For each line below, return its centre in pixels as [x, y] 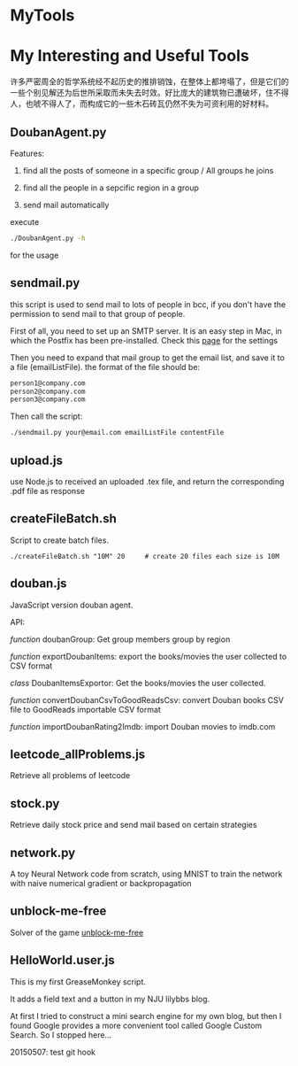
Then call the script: [46, 416]
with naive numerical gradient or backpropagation [101, 883]
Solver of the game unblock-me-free [77, 932]
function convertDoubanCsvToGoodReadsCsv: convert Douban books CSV [147, 699]
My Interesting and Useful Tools [130, 56]
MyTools [42, 15]
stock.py [35, 803]
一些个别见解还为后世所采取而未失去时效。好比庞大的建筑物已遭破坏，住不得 [149, 93]
